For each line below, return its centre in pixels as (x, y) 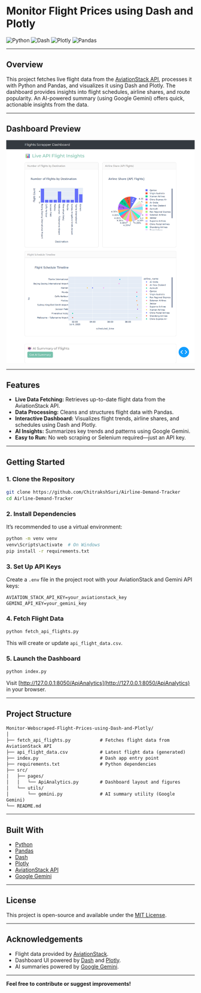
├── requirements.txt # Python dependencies (81, 764)
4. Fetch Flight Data (35, 618)
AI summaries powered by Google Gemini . (67, 966)
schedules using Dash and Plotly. (56, 425)
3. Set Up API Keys (34, 566)
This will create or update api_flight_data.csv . (64, 643)
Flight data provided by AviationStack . (62, 954)
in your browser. (26, 689)
